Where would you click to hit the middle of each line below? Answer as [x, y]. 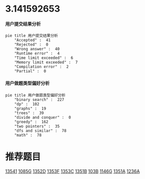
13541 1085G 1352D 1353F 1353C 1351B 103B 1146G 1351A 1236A [72, 171]
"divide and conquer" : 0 [43, 117]
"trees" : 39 [29, 113]
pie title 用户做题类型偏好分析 [35, 95]
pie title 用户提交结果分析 [32, 36]
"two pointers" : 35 [37, 126]
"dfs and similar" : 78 [40, 131]
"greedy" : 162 [32, 122]
